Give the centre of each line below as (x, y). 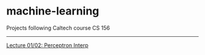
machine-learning (53, 11)
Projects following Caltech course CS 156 (58, 28)
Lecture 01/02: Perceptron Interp (47, 45)
